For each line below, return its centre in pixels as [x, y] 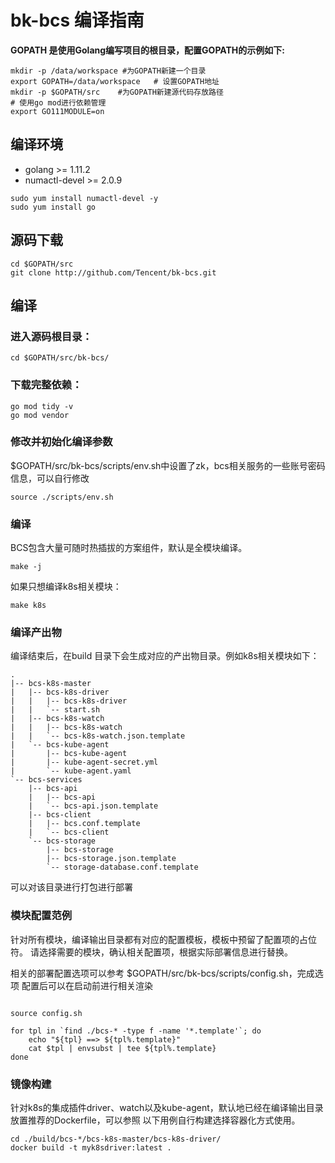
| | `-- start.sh [55, 710]
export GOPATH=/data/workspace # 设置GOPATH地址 [115, 81]
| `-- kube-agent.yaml [71, 771]
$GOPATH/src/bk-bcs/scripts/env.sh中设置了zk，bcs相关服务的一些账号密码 [168, 465]
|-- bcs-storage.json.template [111, 859]
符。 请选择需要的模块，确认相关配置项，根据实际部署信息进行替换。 [151, 952]
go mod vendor [40, 415]
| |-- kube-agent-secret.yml [84, 762]
